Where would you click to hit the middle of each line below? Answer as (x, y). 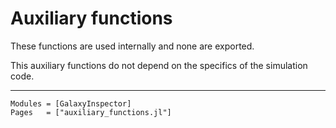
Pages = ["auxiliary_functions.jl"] (91, 112)
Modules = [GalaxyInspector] (71, 103)
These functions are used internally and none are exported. (132, 46)
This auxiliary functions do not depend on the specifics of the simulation (159, 65)
